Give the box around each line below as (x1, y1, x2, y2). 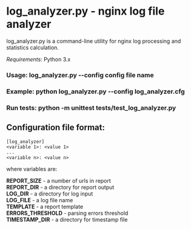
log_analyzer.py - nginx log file (6, 4, 165, 18)
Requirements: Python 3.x (6, 55, 71, 63)
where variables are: (6, 165, 58, 172)
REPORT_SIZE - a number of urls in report (6, 177, 111, 184)
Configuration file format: (6, 122, 105, 133)
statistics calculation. (6, 44, 59, 51)
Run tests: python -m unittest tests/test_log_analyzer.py (6, 104, 176, 112)
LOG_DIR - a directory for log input (6, 190, 93, 197)
